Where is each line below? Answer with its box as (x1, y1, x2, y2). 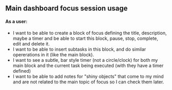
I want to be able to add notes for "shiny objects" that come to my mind (12, 73, 164, 79)
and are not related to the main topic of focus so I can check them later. (12, 79, 164, 85)
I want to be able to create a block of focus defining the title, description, (12, 30, 167, 36)
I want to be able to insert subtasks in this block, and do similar (12, 46, 146, 52)
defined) (12, 67, 31, 74)
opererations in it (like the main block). (12, 51, 94, 58)
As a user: (5, 18, 28, 25)
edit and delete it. (12, 40, 50, 47)
